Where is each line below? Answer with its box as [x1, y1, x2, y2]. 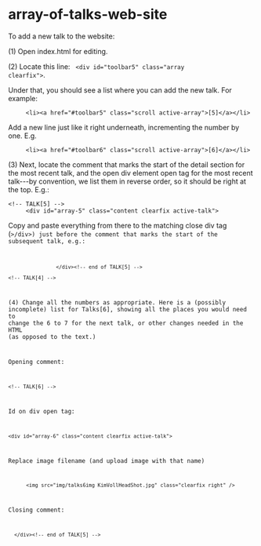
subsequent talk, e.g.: [8, 237, 86, 245]
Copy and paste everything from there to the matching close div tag [8, 220, 227, 230]
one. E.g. [8, 131, 37, 140]
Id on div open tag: [8, 407, 76, 415]
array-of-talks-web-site [8, 5, 168, 24]
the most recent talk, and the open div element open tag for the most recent [8, 168, 253, 177]
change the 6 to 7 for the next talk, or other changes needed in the [8, 319, 244, 327]
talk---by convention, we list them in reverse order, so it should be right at [8, 177, 247, 186]
